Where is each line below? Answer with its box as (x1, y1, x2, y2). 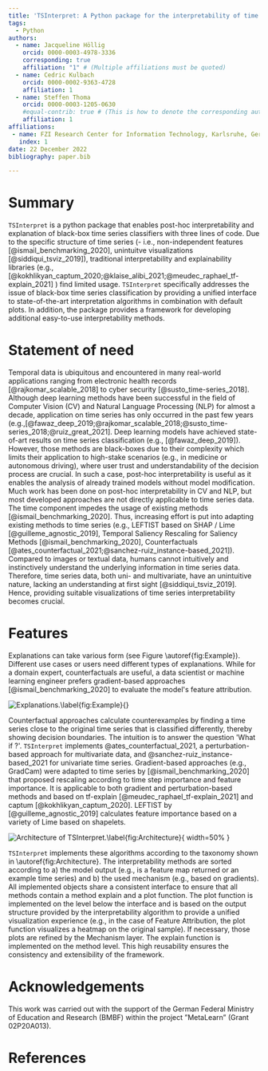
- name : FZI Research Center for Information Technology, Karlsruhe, (11, 130, 248, 138)
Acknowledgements (8, 978, 145, 996)
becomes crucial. (8, 597, 65, 606)
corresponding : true (22, 57, 91, 65)
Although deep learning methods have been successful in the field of (8, 393, 235, 403)
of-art (8, 435, 28, 445)
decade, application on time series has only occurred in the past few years (8, 410, 254, 419)
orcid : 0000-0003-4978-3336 (22, 49, 116, 57)
